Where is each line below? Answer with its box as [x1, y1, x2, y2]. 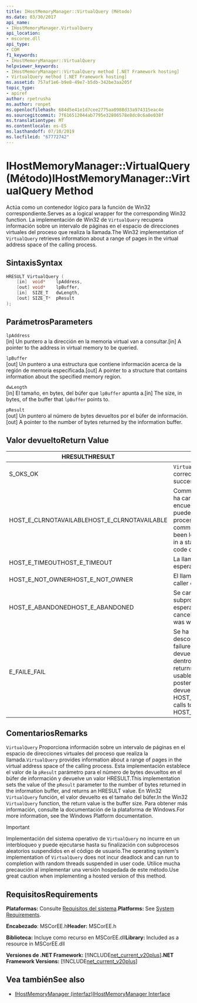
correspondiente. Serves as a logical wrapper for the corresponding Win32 [6, 209, 186, 217]
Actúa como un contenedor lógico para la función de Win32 [6, 204, 151, 211]
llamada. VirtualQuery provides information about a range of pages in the [6, 756, 182, 763]
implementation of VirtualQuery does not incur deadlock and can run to [6, 854, 179, 861]
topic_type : [6, 85, 35, 91]
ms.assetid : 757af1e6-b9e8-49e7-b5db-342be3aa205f [6, 80, 133, 86]
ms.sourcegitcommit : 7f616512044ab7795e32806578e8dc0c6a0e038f [6, 112, 164, 118]
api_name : [6, 19, 30, 25]
